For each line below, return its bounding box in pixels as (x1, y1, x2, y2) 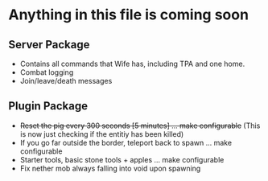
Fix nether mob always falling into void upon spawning (19, 163, 201, 173)
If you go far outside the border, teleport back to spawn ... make (19, 138, 232, 147)
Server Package (8, 38, 90, 51)
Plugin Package (8, 99, 89, 113)
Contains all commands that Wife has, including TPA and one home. (19, 59, 245, 68)
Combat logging (19, 68, 74, 77)
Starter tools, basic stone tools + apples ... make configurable (19, 154, 225, 164)
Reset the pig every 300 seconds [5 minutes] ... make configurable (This (19, 121, 261, 130)
